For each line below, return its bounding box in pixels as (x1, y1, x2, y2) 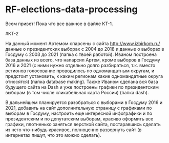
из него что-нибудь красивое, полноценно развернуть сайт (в (5, 127, 142, 133)
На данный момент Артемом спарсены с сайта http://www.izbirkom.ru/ (5, 40, 160, 47)
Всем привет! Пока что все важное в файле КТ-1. (5, 21, 113, 27)
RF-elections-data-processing (5, 4, 138, 15)
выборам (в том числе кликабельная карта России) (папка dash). (5, 89, 149, 95)
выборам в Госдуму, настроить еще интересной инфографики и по (5, 110, 153, 116)
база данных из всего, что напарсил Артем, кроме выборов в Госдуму (5, 56, 160, 63)
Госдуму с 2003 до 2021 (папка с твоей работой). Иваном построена (5, 51, 157, 57)
